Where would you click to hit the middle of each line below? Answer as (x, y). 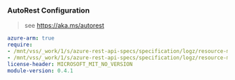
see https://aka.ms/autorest (64, 26)
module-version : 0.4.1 (40, 71)
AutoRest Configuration (49, 10)
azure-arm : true (31, 38)
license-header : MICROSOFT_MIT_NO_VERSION (70, 64)
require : (20, 45)
